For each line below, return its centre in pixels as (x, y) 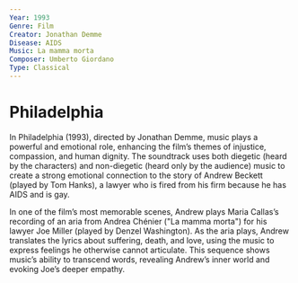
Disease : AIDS (36, 43)
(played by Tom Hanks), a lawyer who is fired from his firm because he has (148, 184)
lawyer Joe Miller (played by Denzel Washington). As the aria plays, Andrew (149, 231)
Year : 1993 (30, 18)
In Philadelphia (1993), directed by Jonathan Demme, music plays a (134, 137)
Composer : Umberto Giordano (62, 59)
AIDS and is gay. (39, 194)
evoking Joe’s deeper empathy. (67, 269)
